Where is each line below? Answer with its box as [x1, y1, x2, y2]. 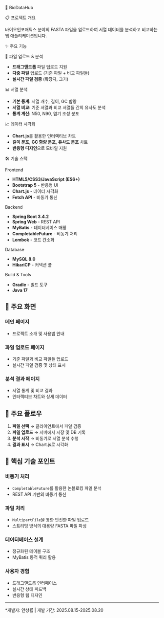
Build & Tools [5, 272, 32, 277]
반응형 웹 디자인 [12, 592, 42, 598]
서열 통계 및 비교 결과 [12, 388, 53, 394]
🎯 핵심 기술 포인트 [5, 457, 55, 465]
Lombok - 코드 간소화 [12, 237, 55, 243]
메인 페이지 [5, 318, 30, 325]
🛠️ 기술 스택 [5, 155, 28, 161]
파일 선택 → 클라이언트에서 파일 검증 [12, 423, 82, 429]
